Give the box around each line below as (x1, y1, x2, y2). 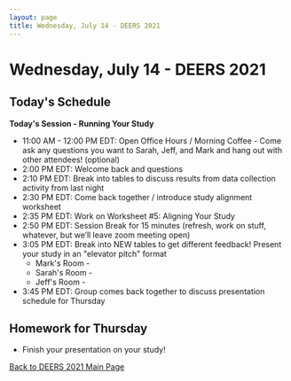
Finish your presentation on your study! (21, 345, 166, 355)
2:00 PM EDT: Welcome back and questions (21, 163, 184, 174)
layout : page (9, 12, 58, 22)
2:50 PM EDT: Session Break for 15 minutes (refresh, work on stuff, (21, 220, 266, 230)
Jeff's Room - (35, 276, 86, 287)
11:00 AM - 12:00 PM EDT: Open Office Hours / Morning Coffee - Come (21, 135, 282, 146)
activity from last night (21, 183, 105, 193)
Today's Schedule (9, 95, 111, 110)
